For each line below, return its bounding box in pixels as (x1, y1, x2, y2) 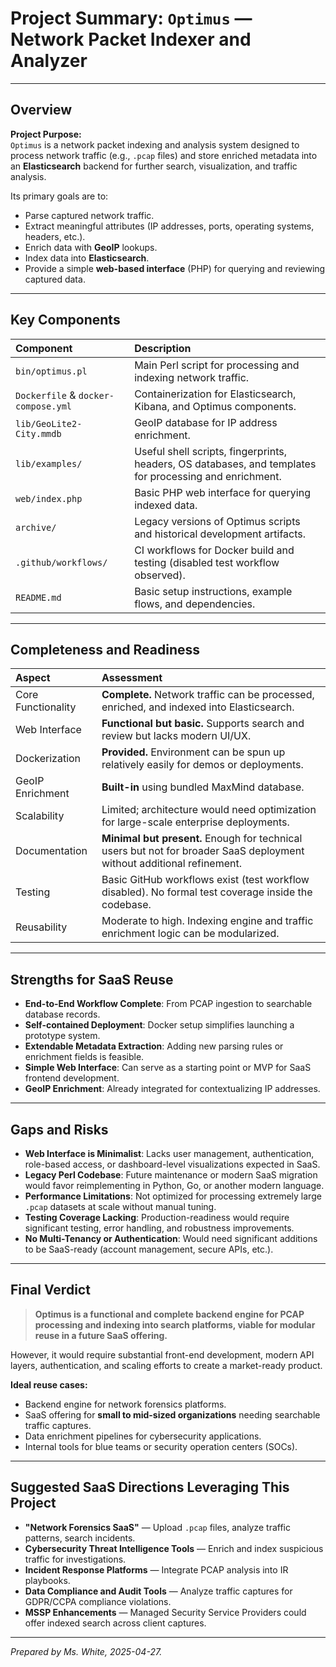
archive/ (15, 522, 57, 533)
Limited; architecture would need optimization (101, 803, 317, 817)
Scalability (15, 809, 65, 823)
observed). (134, 568, 186, 582)
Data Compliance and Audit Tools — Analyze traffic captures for (24, 1585, 293, 1597)
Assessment (101, 671, 163, 685)
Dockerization (15, 752, 82, 766)
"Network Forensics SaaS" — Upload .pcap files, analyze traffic (24, 1521, 292, 1533)
